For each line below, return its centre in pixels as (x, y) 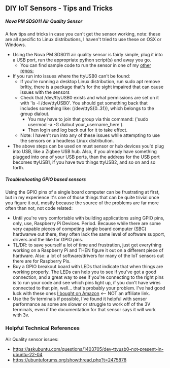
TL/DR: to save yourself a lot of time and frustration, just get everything (87, 245)
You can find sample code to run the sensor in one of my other (86, 65)
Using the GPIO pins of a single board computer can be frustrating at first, (82, 192)
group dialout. (35, 114)
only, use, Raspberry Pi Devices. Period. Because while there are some (87, 224)
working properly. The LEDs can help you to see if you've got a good (84, 272)
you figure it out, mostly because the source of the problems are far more (82, 203)
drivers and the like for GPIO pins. (48, 240)
